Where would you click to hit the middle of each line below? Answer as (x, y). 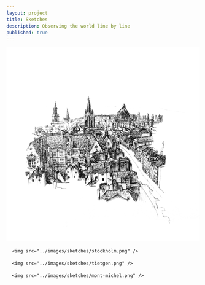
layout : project (27, 13)
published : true (27, 33)
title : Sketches (27, 19)
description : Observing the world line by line (68, 26)
